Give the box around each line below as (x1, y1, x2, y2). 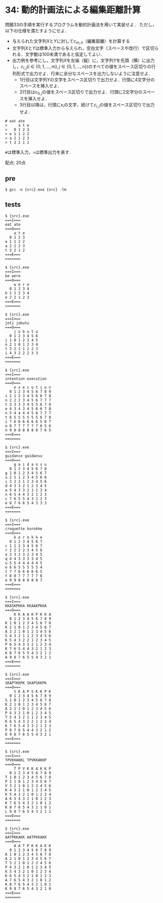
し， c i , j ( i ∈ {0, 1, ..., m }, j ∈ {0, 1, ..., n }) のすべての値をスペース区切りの (12, 63, 152, 71)
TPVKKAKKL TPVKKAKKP (5, 758, 47, 762)
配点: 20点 (5, 160, 26, 166)
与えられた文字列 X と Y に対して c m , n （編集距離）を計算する (12, 38, 130, 45)
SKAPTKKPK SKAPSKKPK (5, 680, 47, 686)
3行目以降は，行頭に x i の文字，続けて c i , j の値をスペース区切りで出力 (19, 102, 155, 109)
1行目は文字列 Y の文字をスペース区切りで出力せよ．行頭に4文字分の (19, 76, 155, 82)
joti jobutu (5, 320, 29, 326)
